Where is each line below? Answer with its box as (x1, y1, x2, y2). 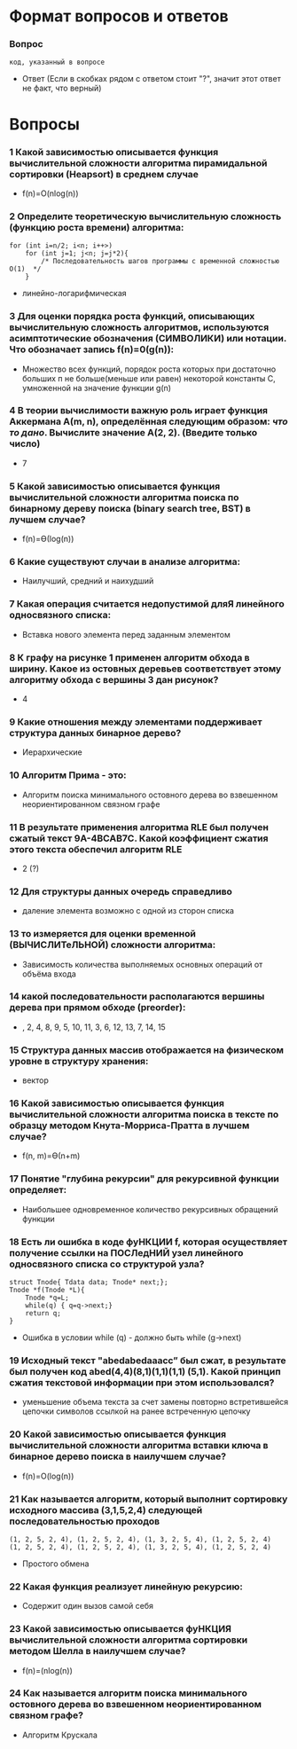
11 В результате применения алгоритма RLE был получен (9, 820, 269, 833)
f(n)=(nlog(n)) (21, 1665, 74, 1675)
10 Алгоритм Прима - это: (9, 769, 127, 781)
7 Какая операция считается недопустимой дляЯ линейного (9, 598, 285, 610)
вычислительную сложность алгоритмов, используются (9, 321, 270, 333)
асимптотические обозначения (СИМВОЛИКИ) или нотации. (9, 333, 286, 345)
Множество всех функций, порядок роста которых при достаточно (21, 364, 277, 374)
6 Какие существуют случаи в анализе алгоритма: (9, 556, 241, 569)
